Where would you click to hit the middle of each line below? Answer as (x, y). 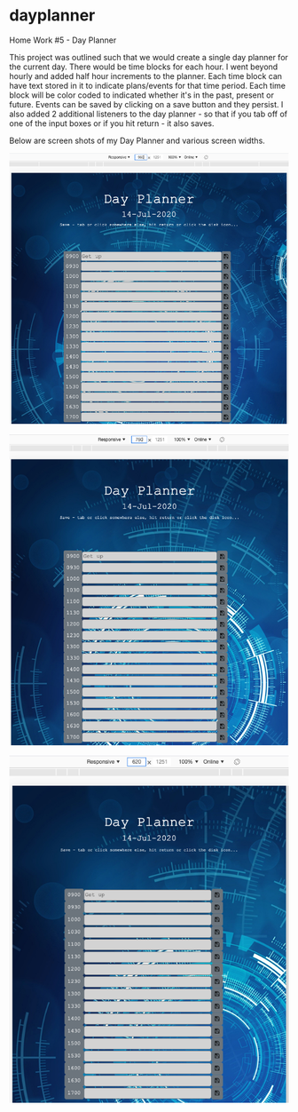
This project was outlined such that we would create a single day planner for (149, 57)
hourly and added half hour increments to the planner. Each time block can (145, 75)
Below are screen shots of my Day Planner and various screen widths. (137, 140)
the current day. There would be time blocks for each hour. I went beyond (144, 67)
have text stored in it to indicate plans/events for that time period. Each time (148, 85)
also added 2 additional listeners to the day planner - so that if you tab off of (149, 114)
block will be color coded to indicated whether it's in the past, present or (142, 95)
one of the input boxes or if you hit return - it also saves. (112, 123)
